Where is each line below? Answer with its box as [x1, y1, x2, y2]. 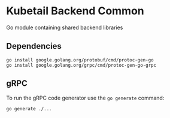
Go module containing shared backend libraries [6, 24, 123, 31]
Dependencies [6, 41, 62, 51]
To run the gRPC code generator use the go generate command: [6, 94, 165, 101]
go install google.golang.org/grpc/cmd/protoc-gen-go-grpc [6, 62, 157, 68]
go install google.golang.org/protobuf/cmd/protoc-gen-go [6, 57, 154, 63]
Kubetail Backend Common [6, 4, 145, 18]
